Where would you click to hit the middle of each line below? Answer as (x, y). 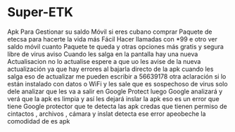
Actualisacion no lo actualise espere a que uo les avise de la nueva (104, 61)
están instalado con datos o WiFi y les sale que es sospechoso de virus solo (118, 84)
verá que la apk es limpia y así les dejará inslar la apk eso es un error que (113, 98)
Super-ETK (40, 12)
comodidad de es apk (39, 121)
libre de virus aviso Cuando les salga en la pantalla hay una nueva (103, 54)
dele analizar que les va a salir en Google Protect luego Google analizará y (115, 91)
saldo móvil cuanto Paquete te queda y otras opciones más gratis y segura (115, 46)
